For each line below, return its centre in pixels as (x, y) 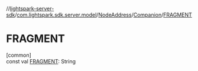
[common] (19, 55)
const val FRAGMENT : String (41, 61)
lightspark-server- (32, 9)
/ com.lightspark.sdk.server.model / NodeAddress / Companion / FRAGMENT (103, 15)
